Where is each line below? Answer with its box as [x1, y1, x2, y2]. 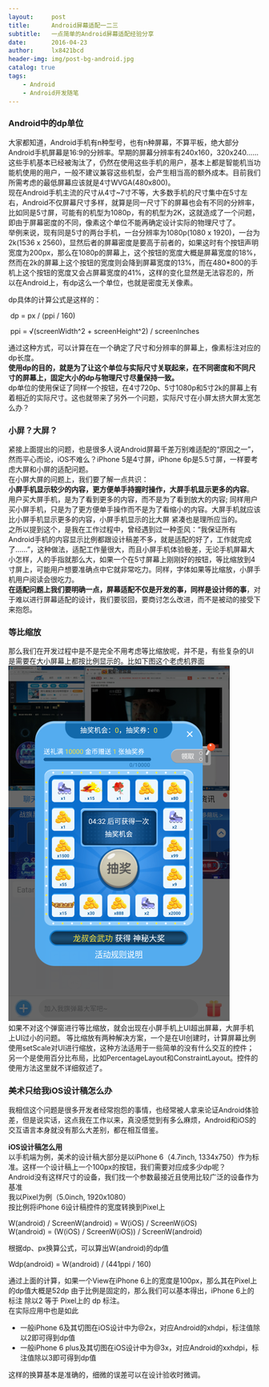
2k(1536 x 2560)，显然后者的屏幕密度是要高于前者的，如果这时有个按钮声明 [8, 237, 259, 247]
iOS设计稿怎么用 [8, 1142, 62, 1152]
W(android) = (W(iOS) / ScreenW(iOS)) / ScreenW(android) [8, 1226, 203, 1236]
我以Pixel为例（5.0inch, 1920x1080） [8, 1192, 130, 1201]
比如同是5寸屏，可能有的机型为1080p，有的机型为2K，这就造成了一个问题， [8, 207, 259, 217]
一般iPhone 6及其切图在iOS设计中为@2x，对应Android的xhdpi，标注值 [19, 1322, 254, 1333]
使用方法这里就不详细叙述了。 [8, 1063, 106, 1073]
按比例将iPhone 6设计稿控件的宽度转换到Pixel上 [8, 1202, 166, 1212]
